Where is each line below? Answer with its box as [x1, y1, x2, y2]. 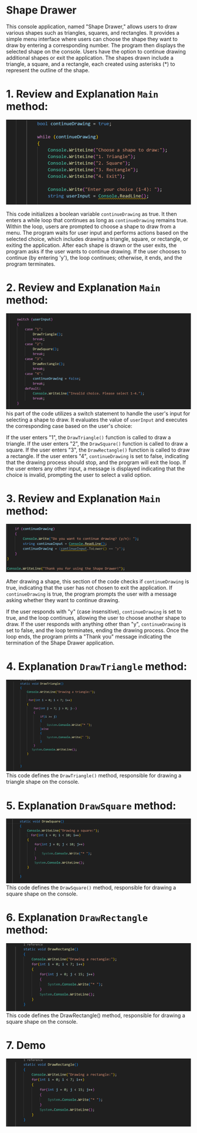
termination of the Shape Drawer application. [6, 639, 114, 646]
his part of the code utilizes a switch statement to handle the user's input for [6, 410, 191, 417]
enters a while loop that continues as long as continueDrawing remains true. [6, 217, 188, 224]
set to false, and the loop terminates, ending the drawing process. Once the [6, 627, 189, 634]
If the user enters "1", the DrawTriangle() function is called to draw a [6, 433, 171, 441]
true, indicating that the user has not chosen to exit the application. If [6, 584, 173, 591]
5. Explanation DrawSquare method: [6, 799, 176, 812]
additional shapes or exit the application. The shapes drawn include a [6, 54, 174, 61]
